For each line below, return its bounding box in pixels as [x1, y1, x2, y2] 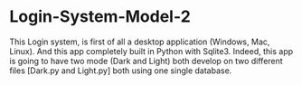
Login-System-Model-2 [9, 6, 192, 27]
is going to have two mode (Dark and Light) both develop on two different [9, 55, 283, 66]
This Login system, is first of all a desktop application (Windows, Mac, [9, 36, 270, 47]
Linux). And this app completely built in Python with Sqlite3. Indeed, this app [9, 45, 294, 56]
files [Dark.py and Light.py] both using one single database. [9, 65, 232, 76]
